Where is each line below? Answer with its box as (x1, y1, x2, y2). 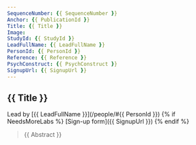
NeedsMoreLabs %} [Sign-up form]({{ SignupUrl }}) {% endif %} (7, 117, 190, 126)
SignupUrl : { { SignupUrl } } (7, 67, 87, 74)
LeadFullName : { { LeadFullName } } (7, 42, 106, 48)
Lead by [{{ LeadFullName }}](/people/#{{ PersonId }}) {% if (7, 110, 176, 118)
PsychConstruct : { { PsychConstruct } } (7, 61, 117, 67)
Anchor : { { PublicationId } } (7, 16, 90, 23)
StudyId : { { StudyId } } (7, 35, 75, 42)
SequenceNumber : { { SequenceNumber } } (7, 10, 117, 17)
